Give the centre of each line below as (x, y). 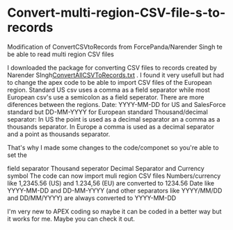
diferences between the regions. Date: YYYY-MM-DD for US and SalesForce (116, 104)
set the (17, 155)
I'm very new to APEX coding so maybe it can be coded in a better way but (114, 211)
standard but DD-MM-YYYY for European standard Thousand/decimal (108, 112)
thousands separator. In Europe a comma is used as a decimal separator (111, 126)
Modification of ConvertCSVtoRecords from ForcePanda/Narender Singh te (115, 47)
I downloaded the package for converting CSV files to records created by (112, 67)
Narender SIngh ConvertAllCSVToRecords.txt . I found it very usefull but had (116, 75)
